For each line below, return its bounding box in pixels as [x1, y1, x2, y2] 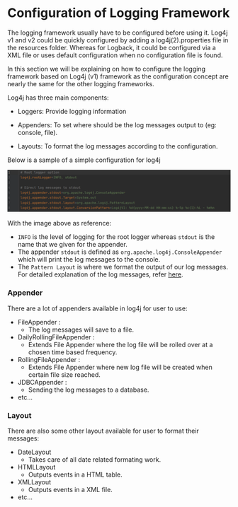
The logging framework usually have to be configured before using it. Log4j [7, 28, 228, 37]
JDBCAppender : [17, 378, 67, 386]
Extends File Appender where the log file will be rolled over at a [28, 340, 213, 349]
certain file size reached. [28, 370, 101, 379]
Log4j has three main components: [7, 93, 109, 102]
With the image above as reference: [7, 219, 112, 228]
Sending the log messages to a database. [28, 385, 149, 394]
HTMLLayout [17, 463, 56, 472]
